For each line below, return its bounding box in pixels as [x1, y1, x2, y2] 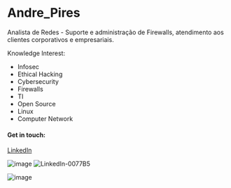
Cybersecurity [17, 77, 59, 85]
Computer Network [17, 114, 73, 123]
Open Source [17, 99, 56, 108]
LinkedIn [7, 146, 32, 154]
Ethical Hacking [17, 70, 63, 78]
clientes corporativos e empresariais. [7, 35, 114, 43]
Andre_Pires [7, 5, 80, 21]
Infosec [17, 62, 40, 71]
